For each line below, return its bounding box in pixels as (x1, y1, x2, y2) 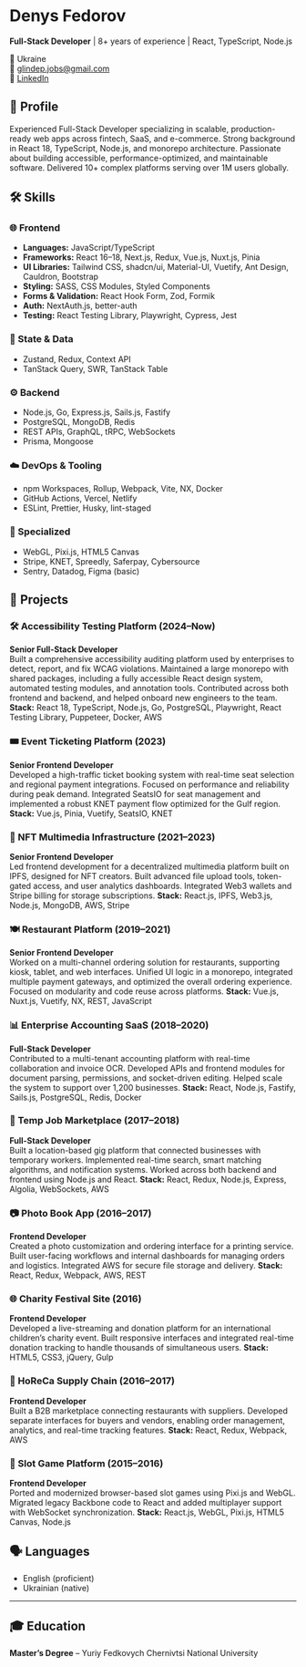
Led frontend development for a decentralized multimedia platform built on (9, 861, 290, 872)
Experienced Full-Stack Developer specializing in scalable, (9, 123, 229, 134)
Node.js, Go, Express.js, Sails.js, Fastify (22, 407, 171, 418)
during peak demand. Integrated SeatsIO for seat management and (9, 788, 261, 799)
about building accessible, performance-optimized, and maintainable (9, 152, 269, 163)
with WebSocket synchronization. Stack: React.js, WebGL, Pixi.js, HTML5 (9, 1507, 285, 1517)
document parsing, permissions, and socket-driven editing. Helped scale (9, 1072, 283, 1083)
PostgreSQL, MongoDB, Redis (22, 417, 136, 428)
